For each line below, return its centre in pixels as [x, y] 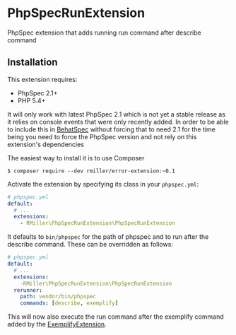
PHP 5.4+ [31, 100]
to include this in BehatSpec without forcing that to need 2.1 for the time [111, 129]
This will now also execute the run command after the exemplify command [116, 317]
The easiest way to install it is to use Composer [76, 158]
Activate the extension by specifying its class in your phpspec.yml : [103, 184]
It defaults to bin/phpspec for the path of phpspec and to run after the [108, 237]
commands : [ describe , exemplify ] [69, 303]
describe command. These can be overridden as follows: [90, 245]
